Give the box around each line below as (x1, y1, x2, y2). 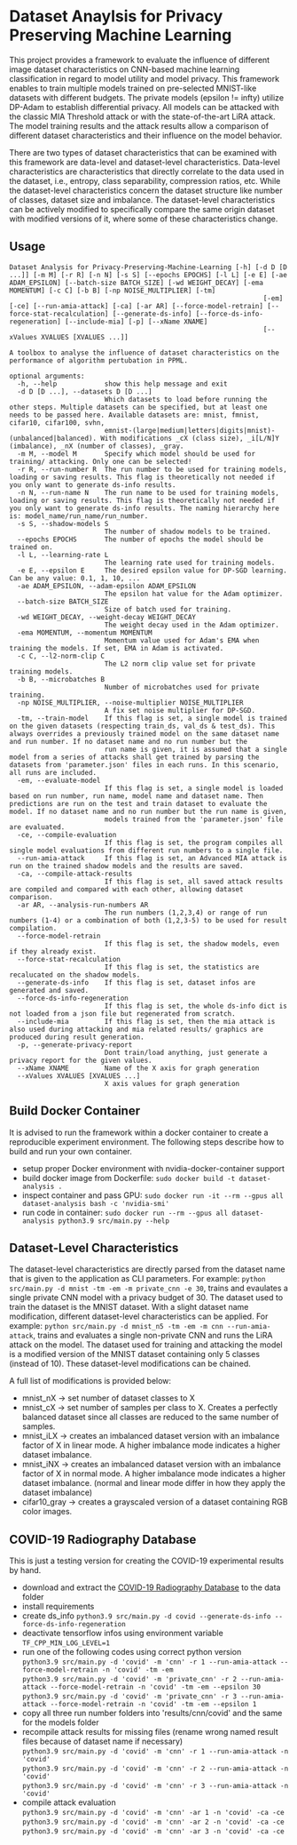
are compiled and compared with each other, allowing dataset (9, 884, 244, 894)
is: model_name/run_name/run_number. (9, 511, 149, 521)
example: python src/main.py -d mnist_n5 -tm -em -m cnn (9, 1321, 223, 1331)
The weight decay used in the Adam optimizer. (104, 620, 279, 629)
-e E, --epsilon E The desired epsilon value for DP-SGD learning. (17, 566, 288, 575)
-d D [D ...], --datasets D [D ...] (17, 387, 152, 396)
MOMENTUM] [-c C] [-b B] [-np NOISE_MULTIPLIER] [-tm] (9, 286, 216, 295)
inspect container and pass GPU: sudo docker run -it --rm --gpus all (21, 1189, 284, 1201)
